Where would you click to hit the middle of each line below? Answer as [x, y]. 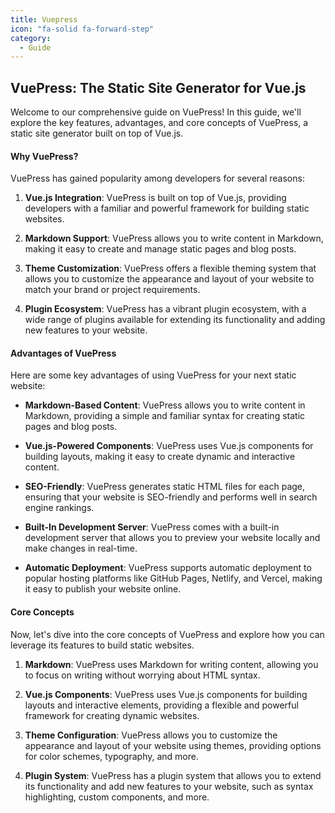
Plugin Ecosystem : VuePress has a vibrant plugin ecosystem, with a [165, 309]
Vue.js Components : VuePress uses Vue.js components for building [166, 694]
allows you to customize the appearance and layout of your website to [169, 279]
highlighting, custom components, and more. [117, 797]
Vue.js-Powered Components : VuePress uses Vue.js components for [169, 446]
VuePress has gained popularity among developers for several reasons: [157, 178]
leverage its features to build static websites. [102, 645]
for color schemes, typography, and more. [111, 756]
